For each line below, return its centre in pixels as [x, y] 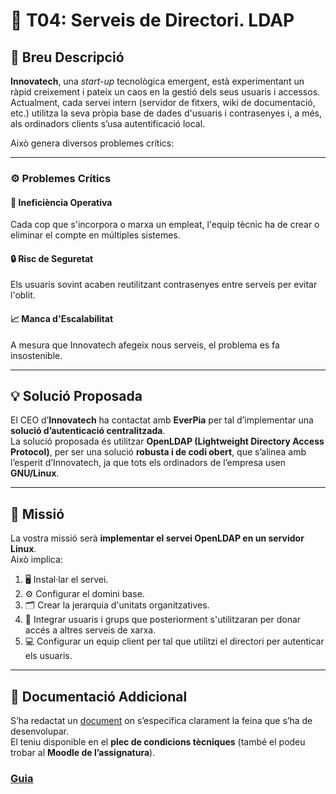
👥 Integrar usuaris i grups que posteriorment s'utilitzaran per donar [163, 620]
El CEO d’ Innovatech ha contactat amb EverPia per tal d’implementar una [162, 420]
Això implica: [36, 560]
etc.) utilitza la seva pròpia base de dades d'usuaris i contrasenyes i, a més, [166, 113]
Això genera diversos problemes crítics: [92, 143]
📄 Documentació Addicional [99, 696]
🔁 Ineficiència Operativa [61, 202]
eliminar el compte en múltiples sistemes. [95, 235]
